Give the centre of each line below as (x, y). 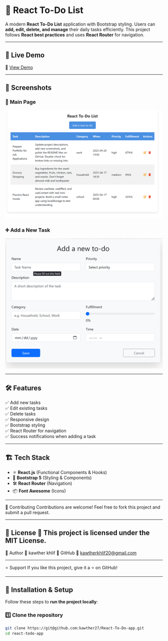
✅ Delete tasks (20, 413)
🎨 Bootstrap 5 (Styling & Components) (52, 478)
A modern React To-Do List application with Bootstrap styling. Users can (80, 24)
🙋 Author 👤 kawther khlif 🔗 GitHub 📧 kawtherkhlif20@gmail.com (71, 553)
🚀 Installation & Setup (39, 590)
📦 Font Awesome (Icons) (39, 491)
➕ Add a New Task (28, 230)
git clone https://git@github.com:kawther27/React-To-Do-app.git (74, 628)
